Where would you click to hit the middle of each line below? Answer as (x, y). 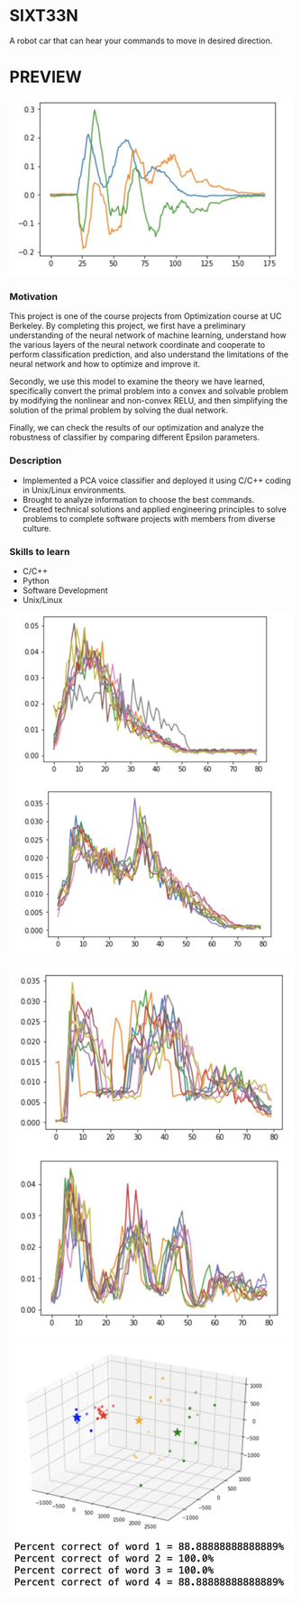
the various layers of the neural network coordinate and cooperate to (137, 345)
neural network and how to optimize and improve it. (105, 364)
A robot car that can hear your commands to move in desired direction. (141, 41)
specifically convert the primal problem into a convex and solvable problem (149, 391)
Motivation (34, 296)
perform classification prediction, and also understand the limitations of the (149, 355)
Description (36, 460)
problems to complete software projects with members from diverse (149, 518)
